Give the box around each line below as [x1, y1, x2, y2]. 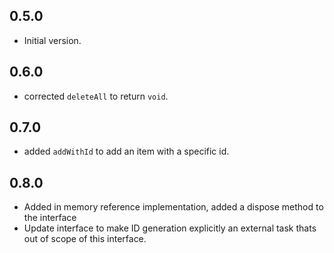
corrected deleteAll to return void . [23, 90, 169, 102]
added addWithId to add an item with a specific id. [23, 145, 230, 158]
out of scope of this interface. [23, 233, 147, 245]
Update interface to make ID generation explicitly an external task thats [23, 222, 317, 234]
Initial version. [23, 34, 82, 46]
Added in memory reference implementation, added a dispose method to [23, 201, 324, 213]
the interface [23, 212, 77, 224]
